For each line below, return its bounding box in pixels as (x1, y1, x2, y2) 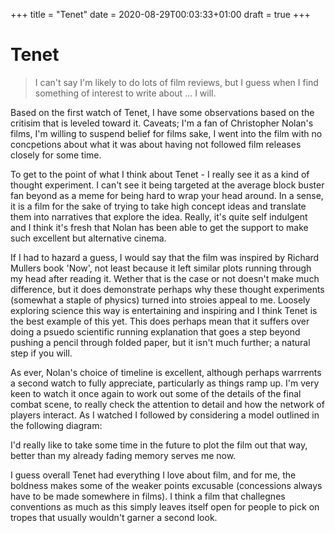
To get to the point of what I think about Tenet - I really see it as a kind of (10, 168, 310, 180)
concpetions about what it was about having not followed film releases (10, 138, 302, 150)
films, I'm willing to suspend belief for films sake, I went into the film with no (10, 127, 323, 139)
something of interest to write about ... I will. (34, 87, 217, 99)
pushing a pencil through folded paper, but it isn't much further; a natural (10, 336, 311, 348)
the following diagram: (10, 419, 103, 431)
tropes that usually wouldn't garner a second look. (10, 511, 218, 523)
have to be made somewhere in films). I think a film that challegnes (10, 490, 286, 502)
